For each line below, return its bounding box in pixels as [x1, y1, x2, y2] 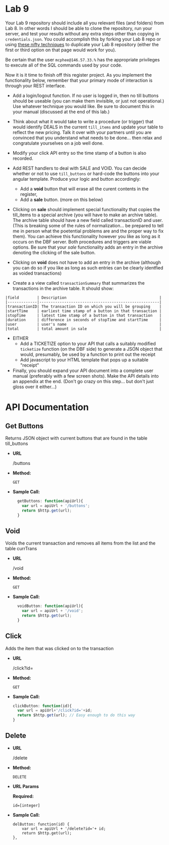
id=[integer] [12, 803, 40, 808]
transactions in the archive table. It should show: [12, 285, 114, 291]
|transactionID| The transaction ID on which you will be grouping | [5, 304, 162, 309]
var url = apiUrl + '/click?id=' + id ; [17, 708, 93, 713]
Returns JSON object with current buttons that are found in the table [5, 435, 148, 441]
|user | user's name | [5, 322, 162, 327]
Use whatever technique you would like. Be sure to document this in [12, 103, 154, 109]
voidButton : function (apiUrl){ [17, 603, 83, 609]
